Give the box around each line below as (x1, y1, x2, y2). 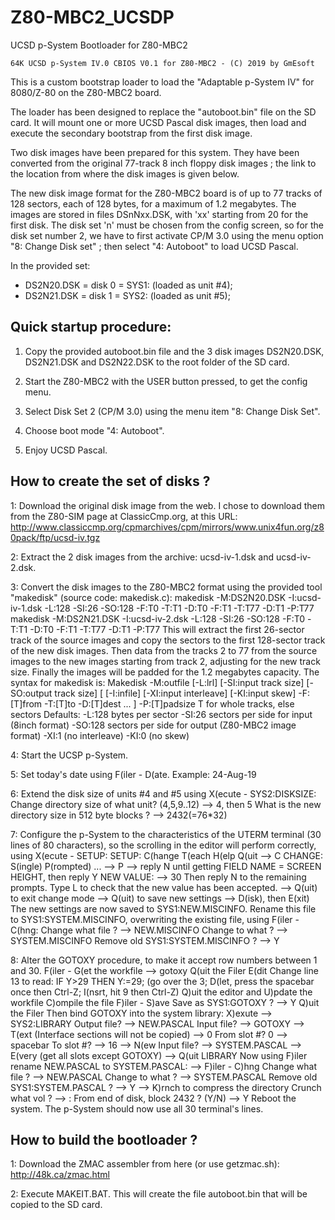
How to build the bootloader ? (10, 1131, 198, 1148)
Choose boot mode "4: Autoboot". (24, 424, 165, 436)
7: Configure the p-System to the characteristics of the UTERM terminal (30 (10, 828, 322, 840)
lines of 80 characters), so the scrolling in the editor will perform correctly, (10, 839, 317, 851)
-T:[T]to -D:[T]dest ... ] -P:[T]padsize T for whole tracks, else (44, 697, 295, 710)
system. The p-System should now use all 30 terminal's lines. (10, 1102, 264, 1115)
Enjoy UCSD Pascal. (24, 444, 108, 456)
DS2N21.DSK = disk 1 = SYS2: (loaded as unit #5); (24, 289, 231, 301)
